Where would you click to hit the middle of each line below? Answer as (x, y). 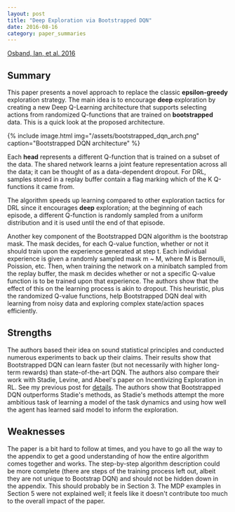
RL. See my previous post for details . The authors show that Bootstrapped (114, 387)
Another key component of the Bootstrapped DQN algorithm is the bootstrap (117, 237)
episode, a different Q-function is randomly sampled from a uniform (105, 216)
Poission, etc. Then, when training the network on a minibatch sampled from (117, 266)
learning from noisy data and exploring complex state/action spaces (106, 303)
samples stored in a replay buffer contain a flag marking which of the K (110, 179)
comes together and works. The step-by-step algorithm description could (114, 464)
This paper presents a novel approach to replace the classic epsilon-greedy (117, 93)
